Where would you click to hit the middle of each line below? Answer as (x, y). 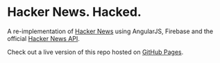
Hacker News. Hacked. (75, 12)
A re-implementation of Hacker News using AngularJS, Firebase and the (110, 31)
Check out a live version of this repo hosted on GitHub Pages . (95, 52)
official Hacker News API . (43, 38)
